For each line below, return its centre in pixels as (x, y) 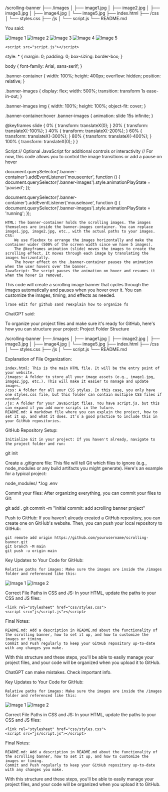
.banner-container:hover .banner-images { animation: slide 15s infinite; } (79, 116)
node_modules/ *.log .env (31, 483)
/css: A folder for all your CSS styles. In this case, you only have (80, 390)
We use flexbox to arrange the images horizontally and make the (84, 240)
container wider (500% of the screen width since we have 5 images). (79, 245)
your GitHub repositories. (33, 421)
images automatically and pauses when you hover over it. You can (73, 290)
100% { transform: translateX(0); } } (42, 141)
